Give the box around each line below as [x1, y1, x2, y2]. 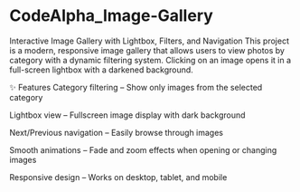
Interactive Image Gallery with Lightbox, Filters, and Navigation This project [9, 35, 289, 46]
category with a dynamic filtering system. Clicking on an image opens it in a [9, 54, 292, 65]
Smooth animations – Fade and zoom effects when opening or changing [9, 144, 277, 155]
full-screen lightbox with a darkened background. [9, 64, 194, 75]
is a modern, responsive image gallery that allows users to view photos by [9, 44, 285, 55]
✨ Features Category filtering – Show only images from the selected [9, 82, 263, 92]
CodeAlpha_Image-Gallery [9, 5, 214, 26]
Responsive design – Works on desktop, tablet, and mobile [9, 171, 228, 182]
